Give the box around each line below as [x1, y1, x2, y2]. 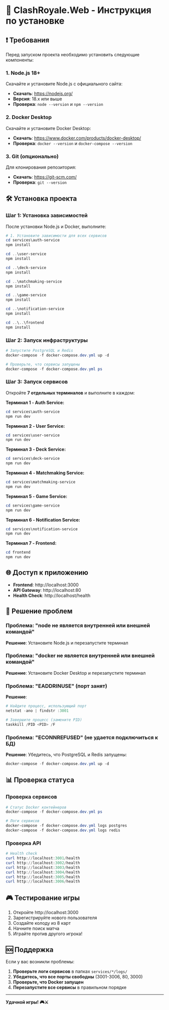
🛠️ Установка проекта [6, 194, 77, 203]
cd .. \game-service [6, 293, 47, 298]
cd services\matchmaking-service [6, 479, 76, 485]
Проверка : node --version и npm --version [13, 101, 103, 107]
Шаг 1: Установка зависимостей [6, 212, 88, 219]
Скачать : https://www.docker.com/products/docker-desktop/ [13, 135, 141, 141]
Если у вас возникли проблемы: [6, 958, 75, 964]
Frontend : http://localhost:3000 [13, 582, 79, 588]
